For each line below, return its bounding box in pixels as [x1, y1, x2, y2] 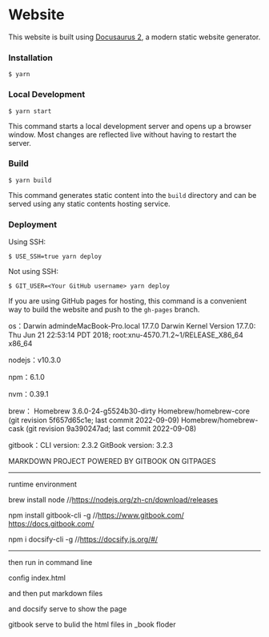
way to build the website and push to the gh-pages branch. [8, 304, 200, 314]
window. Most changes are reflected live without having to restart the [8, 130, 237, 139]
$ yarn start [8, 107, 52, 115]
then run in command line [8, 558, 93, 567]
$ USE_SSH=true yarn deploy [8, 252, 102, 261]
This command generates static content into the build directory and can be [8, 190, 257, 200]
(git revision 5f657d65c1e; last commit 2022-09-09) [8, 415, 180, 425]
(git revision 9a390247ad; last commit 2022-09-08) [26, 424, 197, 433]
